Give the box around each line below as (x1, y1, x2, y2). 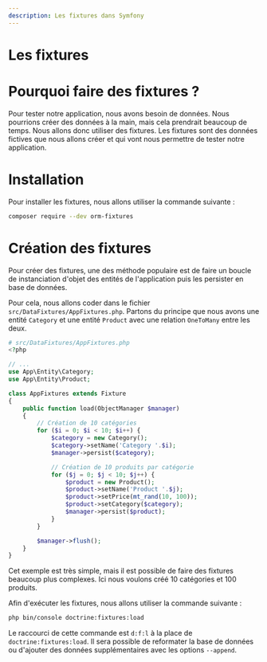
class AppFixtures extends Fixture (8, 390, 127, 398)
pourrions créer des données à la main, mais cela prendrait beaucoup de (8, 117, 247, 127)
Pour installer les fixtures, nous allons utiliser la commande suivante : (8, 197, 235, 206)
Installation (8, 170, 84, 188)
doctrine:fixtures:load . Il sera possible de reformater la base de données (8, 637, 253, 646)
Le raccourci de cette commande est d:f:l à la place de (8, 629, 193, 638)
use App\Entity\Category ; (8, 368, 94, 376)
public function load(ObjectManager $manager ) (22, 404, 180, 413)
